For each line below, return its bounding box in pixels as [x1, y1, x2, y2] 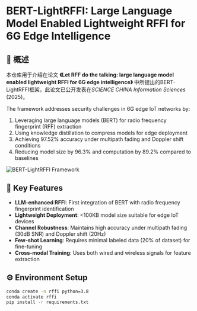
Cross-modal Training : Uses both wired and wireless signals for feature [14, 249, 191, 256]
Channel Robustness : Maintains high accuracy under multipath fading [14, 224, 188, 231]
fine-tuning [14, 243, 43, 250]
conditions [14, 142, 41, 149]
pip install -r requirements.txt [6, 299, 89, 306]
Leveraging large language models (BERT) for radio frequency [14, 117, 167, 124]
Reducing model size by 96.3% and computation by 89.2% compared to [14, 148, 192, 155]
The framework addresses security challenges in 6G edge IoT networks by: [6, 105, 190, 112]
